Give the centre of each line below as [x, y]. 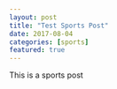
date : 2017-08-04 [41, 33]
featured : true [37, 50]
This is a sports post [47, 75]
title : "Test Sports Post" [59, 26]
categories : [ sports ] [49, 42]
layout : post [33, 17]
